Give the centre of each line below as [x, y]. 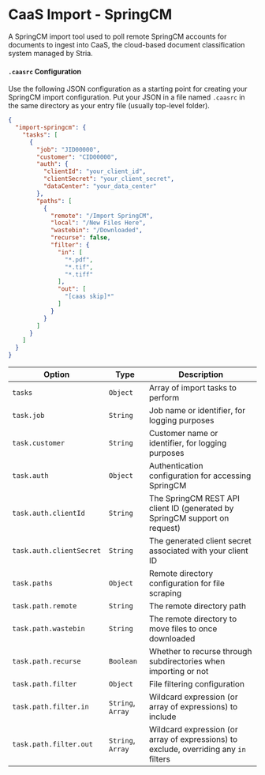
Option [56, 374]
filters [160, 759]
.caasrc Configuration [45, 71]
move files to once [183, 629]
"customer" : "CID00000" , [77, 157]
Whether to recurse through [200, 652]
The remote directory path [198, 606]
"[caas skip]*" [89, 297]
